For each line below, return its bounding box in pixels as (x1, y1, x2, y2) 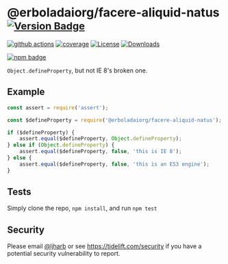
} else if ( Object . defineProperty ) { (7, 142, 115, 148)
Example (7, 86, 45, 98)
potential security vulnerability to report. (7, 250, 121, 258)
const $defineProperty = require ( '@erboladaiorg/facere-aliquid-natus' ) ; (7, 116, 223, 124)
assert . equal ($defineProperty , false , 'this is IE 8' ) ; (19, 148, 183, 155)
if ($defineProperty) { (7, 129, 75, 136)
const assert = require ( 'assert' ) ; (7, 104, 109, 111)
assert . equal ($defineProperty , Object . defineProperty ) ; (19, 135, 183, 142)
